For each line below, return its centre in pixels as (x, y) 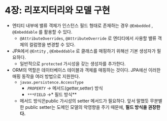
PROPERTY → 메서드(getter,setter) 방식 (65, 88)
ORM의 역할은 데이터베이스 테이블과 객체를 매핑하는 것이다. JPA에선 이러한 (86, 70)
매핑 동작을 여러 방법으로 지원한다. (46, 76)
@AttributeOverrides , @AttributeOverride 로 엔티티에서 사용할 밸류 (88, 38)
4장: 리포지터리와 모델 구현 (57, 10)
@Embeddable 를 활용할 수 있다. (42, 32)
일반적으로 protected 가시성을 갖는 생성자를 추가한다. (73, 64)
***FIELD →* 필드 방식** (52, 94)
